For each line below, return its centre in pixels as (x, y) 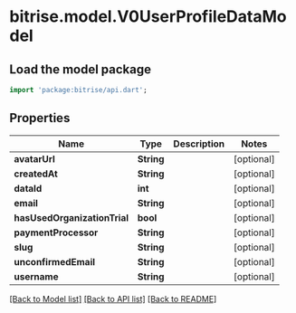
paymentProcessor (56, 232)
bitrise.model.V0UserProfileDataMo (148, 17)
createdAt (36, 174)
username (36, 276)
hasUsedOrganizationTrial (72, 217)
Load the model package (81, 69)
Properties (40, 118)
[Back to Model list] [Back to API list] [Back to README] (113, 299)
